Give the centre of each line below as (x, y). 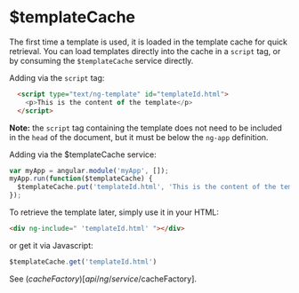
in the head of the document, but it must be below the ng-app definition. (139, 137)
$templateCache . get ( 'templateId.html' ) (83, 261)
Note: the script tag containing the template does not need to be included (146, 128)
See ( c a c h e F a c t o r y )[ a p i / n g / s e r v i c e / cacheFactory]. (103, 279)
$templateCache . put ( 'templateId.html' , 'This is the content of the (147, 187)
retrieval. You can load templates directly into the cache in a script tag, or (145, 51)
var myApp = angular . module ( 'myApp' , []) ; (89, 170)
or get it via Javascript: (51, 245)
